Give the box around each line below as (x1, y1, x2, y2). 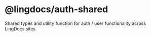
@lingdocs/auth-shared (5, 4, 108, 15)
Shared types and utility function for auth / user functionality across (5, 20, 146, 26)
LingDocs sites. (5, 25, 37, 31)
